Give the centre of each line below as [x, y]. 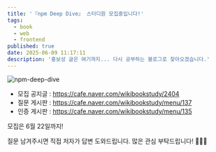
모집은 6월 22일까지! [35, 126]
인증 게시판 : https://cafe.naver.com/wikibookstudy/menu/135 [105, 111]
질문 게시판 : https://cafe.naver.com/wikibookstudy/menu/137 [105, 102]
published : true [31, 46]
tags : [15, 20]
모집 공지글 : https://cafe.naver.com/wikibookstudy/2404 [98, 94]
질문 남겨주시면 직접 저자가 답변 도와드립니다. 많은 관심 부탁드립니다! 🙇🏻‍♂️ [107, 141]
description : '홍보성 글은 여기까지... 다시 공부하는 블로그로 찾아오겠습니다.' [109, 60]
